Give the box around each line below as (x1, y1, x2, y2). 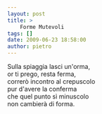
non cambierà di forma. (7, 100, 75, 108)
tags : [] (7, 30, 33, 37)
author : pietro (7, 43, 52, 50)
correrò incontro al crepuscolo (7, 77, 96, 85)
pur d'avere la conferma (7, 85, 77, 93)
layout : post (7, 10, 46, 18)
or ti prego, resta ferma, (7, 70, 76, 78)
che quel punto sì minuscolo (7, 92, 89, 101)
